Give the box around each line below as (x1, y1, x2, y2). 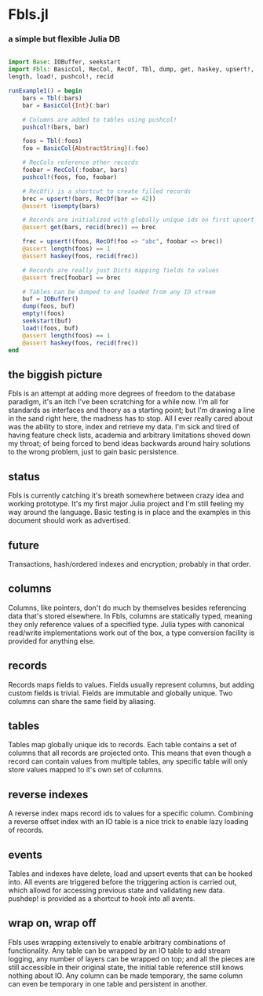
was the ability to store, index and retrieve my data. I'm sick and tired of (8, 422, 239, 432)
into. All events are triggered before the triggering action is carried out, (8, 877, 237, 886)
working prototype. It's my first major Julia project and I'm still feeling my (8, 499, 245, 509)
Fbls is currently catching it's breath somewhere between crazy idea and (8, 491, 244, 500)
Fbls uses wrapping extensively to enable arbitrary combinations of (8, 937, 226, 947)
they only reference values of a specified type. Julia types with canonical (8, 619, 245, 629)
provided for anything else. (8, 636, 96, 645)
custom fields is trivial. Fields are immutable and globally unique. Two (8, 688, 233, 698)
